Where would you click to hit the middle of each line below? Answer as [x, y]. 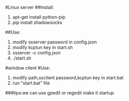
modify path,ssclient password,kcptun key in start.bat [68, 78]
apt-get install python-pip [39, 17]
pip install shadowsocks [37, 22]
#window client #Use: [28, 68]
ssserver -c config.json [37, 53]
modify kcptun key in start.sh [42, 47]
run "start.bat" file [31, 83]
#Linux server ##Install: [30, 7]
